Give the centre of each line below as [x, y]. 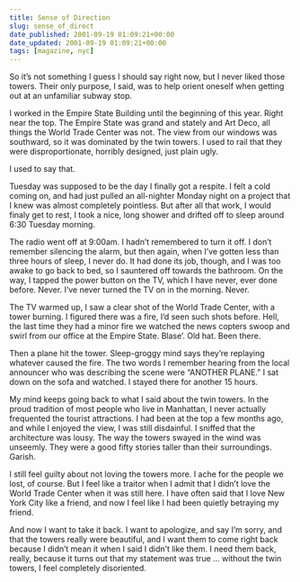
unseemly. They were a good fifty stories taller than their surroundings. [141, 447]
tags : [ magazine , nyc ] [52, 51]
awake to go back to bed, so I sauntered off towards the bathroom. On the [146, 271]
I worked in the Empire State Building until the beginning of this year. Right [146, 113]
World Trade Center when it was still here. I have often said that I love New [147, 493]
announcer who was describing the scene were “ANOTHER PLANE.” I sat [144, 372]
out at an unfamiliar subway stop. [71, 96]
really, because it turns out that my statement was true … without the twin [146, 559]
